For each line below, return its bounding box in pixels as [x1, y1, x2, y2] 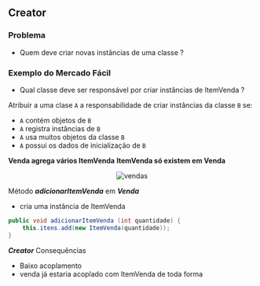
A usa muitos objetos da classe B [19, 132, 125, 141]
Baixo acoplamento [19, 261, 82, 270]
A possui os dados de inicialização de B [19, 141, 147, 150]
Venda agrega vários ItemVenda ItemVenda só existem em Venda [8, 156, 226, 165]
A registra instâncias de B [19, 123, 101, 133]
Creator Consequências [8, 245, 86, 255]
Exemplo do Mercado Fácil [8, 67, 112, 78]
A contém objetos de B [19, 115, 92, 125]
